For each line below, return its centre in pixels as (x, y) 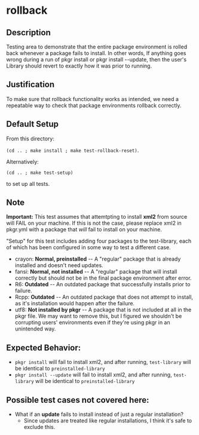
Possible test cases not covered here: (78, 400)
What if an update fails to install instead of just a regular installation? (99, 414)
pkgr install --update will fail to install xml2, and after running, (93, 375)
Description (28, 33)
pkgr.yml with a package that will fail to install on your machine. (84, 229)
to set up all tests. (28, 183)
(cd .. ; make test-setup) (40, 173)
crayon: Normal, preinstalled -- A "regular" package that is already (98, 259)
